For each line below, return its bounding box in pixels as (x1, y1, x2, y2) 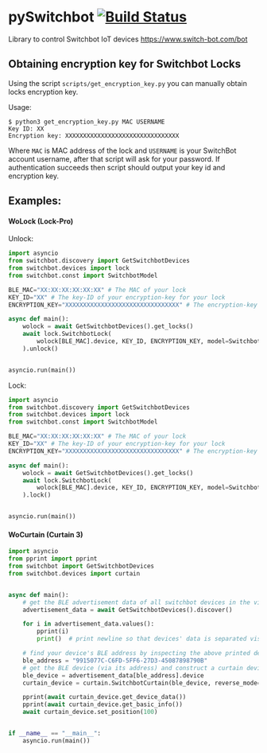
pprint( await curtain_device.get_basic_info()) (22, 700, 183, 708)
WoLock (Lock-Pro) (8, 216, 74, 226)
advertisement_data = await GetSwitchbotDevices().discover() (22, 606, 233, 614)
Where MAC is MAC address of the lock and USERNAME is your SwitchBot (8, 146, 237, 155)
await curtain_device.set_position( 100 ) (22, 708, 158, 716)
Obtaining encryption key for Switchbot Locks (8, 57, 241, 71)
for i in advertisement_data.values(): (22, 620, 155, 628)
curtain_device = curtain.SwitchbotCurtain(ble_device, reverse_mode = (22, 679, 261, 687)
